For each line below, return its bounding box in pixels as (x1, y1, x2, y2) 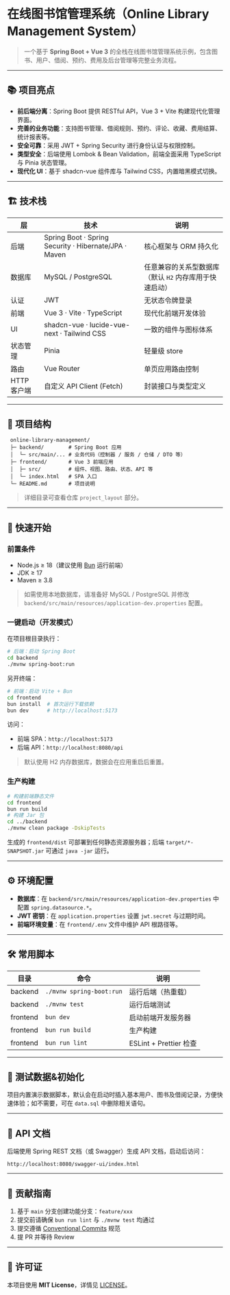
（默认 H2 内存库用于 (143, 272, 210, 282)
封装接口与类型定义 (143, 381, 206, 391)
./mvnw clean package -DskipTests (7, 824, 106, 832)
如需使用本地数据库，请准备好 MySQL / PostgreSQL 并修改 (23, 591, 190, 599)
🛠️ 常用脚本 (7, 949, 55, 960)
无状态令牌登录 (143, 296, 192, 305)
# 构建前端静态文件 (7, 793, 55, 800)
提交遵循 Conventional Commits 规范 (16, 1224, 121, 1233)
